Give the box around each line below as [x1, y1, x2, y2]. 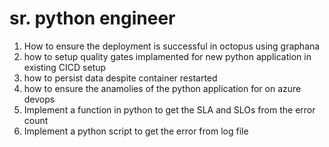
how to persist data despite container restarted [23, 72, 218, 84]
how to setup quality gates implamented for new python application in [23, 50, 312, 62]
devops [23, 93, 56, 105]
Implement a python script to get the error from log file [23, 125, 249, 137]
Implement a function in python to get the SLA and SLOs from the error [23, 103, 316, 116]
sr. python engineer [9, 7, 176, 30]
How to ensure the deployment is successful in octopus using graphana [23, 40, 321, 52]
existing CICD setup [23, 61, 107, 73]
